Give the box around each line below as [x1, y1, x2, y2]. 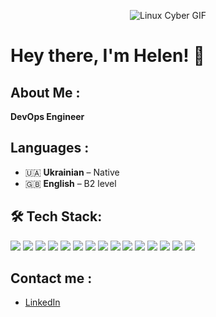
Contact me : [10, 270, 93, 287]
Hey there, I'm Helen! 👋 [10, 45, 205, 67]
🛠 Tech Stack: [10, 208, 103, 225]
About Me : [10, 84, 81, 101]
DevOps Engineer [10, 111, 85, 122]
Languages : [10, 140, 90, 157]
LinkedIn [24, 296, 61, 309]
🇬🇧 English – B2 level [24, 177, 117, 189]
